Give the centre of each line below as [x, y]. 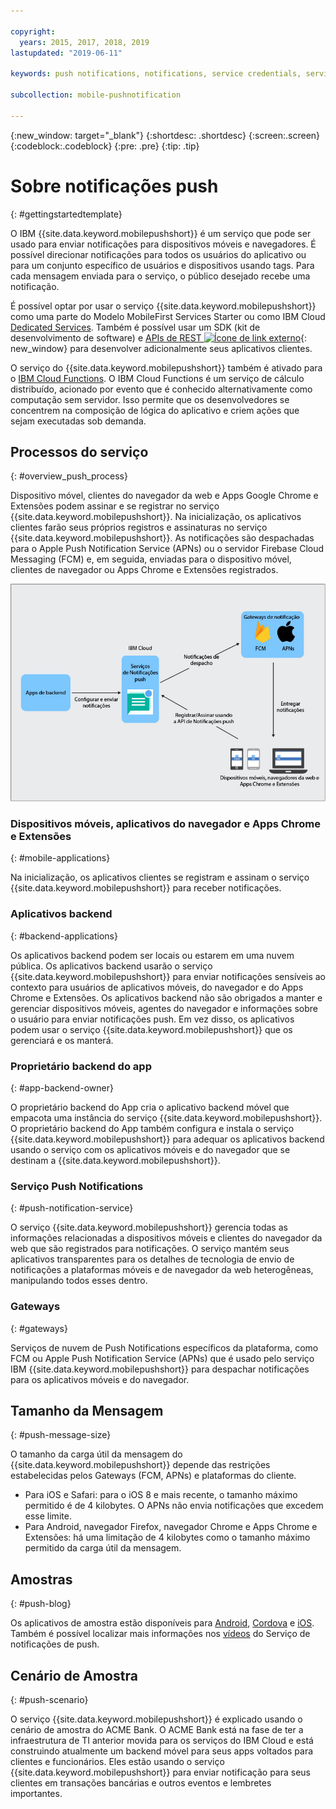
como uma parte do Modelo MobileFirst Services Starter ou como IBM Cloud [168, 316]
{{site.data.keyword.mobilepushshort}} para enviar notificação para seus [160, 1772]
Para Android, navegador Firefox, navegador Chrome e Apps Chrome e [171, 1527]
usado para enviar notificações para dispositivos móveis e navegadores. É [163, 244]
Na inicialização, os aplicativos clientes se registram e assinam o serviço [160, 877]
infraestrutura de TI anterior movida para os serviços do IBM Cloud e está [162, 1741]
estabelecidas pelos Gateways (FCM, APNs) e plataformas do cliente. [153, 1476]
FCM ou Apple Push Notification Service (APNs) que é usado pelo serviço [162, 1358]
